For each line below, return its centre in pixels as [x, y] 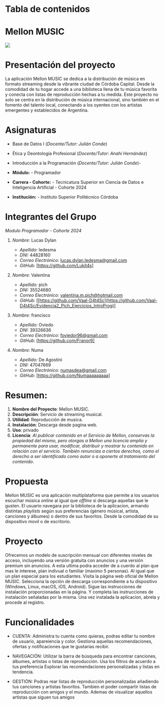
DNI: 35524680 [35, 290]
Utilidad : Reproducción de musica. [48, 419]
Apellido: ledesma [38, 249]
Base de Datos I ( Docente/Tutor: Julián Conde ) [60, 144]
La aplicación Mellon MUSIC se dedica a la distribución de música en [75, 79]
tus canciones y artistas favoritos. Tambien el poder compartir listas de [84, 686]
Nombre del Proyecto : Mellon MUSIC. [51, 409]
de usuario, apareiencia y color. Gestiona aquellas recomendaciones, [82, 641]
